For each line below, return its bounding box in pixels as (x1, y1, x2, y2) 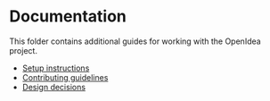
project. (9, 45, 38, 55)
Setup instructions (21, 63, 90, 73)
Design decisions (21, 81, 86, 92)
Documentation (9, 6, 127, 27)
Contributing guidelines (21, 72, 109, 82)
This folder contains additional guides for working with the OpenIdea (9, 36, 261, 46)
